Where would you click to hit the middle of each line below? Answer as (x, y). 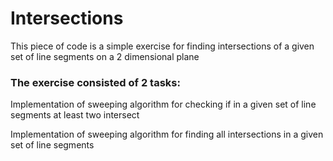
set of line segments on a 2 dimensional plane (105, 56)
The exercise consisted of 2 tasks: (95, 82)
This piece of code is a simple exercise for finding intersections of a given (162, 46)
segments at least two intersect (75, 115)
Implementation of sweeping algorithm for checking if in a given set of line (163, 104)
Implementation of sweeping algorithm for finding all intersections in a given (167, 134)
